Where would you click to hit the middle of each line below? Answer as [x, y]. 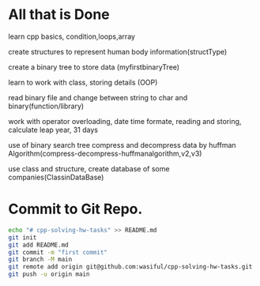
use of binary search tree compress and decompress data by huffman [122, 145]
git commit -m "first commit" [58, 252]
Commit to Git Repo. [75, 209]
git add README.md [38, 245]
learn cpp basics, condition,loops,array [72, 36]
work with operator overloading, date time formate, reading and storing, [125, 121]
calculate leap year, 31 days [53, 130]
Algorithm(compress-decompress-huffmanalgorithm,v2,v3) [105, 153]
